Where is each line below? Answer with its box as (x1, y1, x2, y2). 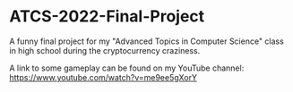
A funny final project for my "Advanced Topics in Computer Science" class (9, 36, 284, 46)
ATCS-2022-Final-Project (9, 6, 205, 27)
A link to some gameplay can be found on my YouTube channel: (9, 63, 245, 73)
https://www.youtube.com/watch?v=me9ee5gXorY (9, 71, 197, 82)
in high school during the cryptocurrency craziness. (9, 45, 201, 55)
